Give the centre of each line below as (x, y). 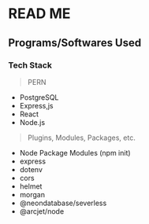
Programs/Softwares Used (75, 43)
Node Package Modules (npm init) (75, 152)
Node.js (32, 122)
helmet (31, 186)
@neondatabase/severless (63, 203)
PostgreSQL (39, 97)
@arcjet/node (42, 211)
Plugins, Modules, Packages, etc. (81, 138)
